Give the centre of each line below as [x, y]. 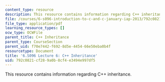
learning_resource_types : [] [35, 28]
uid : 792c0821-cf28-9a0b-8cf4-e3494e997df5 [50, 60]
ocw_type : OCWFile [24, 33]
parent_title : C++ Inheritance [37, 38]
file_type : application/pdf [34, 23]
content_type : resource [29, 10]
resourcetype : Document [29, 51]
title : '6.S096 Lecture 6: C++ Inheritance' [51, 56]
